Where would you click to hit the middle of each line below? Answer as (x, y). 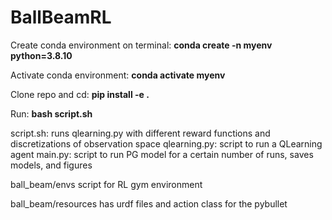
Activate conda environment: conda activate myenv (118, 75)
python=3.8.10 (41, 55)
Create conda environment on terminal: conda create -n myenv (141, 45)
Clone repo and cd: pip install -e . (80, 94)
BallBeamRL (61, 17)
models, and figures (51, 165)
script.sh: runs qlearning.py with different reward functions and (140, 133)
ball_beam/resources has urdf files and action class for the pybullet (149, 203)
